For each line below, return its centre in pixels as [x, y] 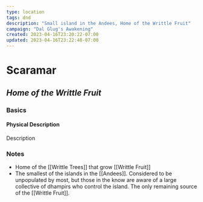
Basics [16, 110]
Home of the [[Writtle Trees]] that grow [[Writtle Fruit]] [83, 167]
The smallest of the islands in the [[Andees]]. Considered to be [94, 173]
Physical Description [33, 125]
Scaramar [31, 70]
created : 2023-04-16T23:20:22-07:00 [52, 35]
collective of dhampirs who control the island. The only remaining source [106, 186]
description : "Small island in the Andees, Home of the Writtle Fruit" [98, 23]
